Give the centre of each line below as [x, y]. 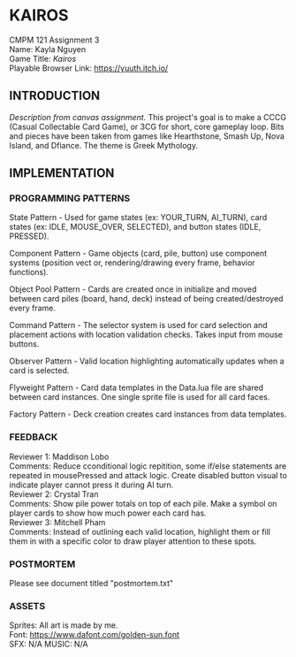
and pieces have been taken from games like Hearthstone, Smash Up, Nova [147, 136]
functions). [29, 272]
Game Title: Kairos [43, 58]
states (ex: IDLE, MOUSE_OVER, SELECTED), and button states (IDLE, [135, 227]
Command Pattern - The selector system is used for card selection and [138, 325]
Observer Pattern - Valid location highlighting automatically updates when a [147, 361]
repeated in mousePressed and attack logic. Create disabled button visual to [148, 475]
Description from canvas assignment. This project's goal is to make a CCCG [148, 117]
